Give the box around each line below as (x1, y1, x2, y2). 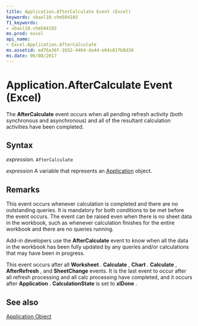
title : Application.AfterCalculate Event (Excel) (6, 8, 132, 15)
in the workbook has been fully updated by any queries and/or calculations (6, 244, 189, 251)
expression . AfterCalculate (6, 156, 74, 163)
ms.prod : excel (6, 31, 44, 37)
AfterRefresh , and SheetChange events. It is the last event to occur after (6, 267, 187, 274)
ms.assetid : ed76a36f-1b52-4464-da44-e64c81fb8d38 (6, 47, 134, 53)
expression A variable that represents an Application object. (6, 167, 152, 175)
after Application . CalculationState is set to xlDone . (6, 280, 138, 287)
